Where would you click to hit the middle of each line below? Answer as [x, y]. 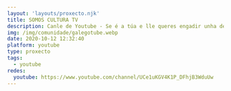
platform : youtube [33, 45]
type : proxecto [29, 52]
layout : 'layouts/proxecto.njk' [53, 13]
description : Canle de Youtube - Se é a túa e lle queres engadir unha [112, 26]
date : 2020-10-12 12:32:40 [46, 39]
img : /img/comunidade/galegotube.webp [63, 32]
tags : [15, 58]
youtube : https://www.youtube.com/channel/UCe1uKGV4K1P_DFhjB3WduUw [113, 77]
